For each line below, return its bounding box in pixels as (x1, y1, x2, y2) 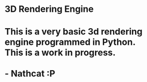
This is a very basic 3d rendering (4, 26, 143, 38)
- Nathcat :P (4, 68, 56, 80)
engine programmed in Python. (4, 37, 136, 48)
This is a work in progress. (4, 47, 116, 58)
